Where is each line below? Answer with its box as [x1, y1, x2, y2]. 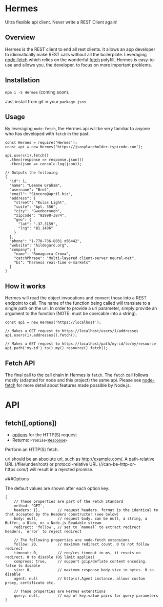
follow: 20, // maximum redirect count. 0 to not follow [14, 542, 150, 547]
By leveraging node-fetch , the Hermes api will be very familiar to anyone [5, 126, 150, 132]
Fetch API [5, 359, 35, 367]
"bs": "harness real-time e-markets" [14, 260, 91, 265]
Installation [5, 76, 40, 85]
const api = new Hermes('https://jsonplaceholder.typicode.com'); [5, 145, 143, 150]
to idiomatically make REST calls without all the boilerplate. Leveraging [5, 51, 147, 57]
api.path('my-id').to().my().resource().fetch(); [5, 346, 108, 351]
